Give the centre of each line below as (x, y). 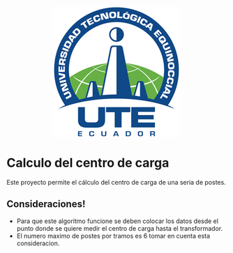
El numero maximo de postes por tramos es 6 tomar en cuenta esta (113, 236)
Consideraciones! (46, 204)
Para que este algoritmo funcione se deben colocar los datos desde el (118, 221)
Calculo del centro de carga (88, 163)
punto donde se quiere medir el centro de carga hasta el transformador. (120, 228)
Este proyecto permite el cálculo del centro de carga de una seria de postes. (116, 182)
